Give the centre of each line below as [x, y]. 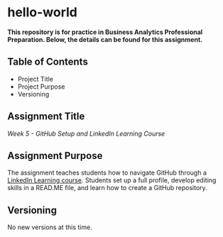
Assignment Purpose [55, 156]
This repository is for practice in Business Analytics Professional [105, 32]
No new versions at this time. [50, 227]
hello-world [43, 12]
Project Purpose [41, 87]
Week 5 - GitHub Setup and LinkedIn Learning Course [86, 133]
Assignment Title [46, 117]
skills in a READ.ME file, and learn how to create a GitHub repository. [107, 188]
